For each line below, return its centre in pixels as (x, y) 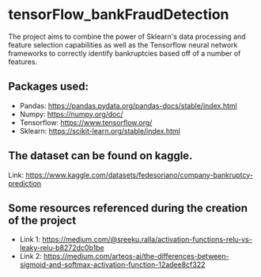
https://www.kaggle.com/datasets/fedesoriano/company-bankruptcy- (139, 175)
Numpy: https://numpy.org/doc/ (72, 114)
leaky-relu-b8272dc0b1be (62, 248)
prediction (25, 183)
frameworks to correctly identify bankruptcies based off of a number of (125, 53)
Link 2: (30, 256)
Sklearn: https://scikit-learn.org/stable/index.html (100, 131)
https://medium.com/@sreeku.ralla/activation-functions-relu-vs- (148, 240)
